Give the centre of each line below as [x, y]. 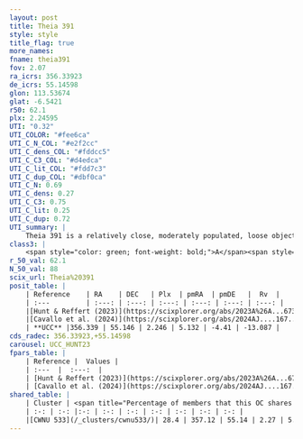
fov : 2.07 [28, 69]
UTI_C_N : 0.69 [36, 186]
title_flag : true [42, 43]
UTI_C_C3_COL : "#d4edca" [56, 160]
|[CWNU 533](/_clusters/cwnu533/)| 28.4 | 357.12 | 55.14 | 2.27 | [155, 420]
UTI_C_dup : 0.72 [40, 219]
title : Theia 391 [42, 26]
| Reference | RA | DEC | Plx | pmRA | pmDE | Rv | [153, 294]
